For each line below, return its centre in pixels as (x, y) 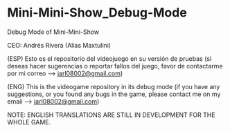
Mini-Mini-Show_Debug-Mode (97, 13)
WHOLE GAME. (29, 122)
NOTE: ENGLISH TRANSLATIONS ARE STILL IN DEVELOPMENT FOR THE (112, 115)
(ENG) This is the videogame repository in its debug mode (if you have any (114, 86)
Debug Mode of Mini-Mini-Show (53, 32)
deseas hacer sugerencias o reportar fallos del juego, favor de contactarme (115, 66)
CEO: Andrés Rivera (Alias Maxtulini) (59, 45)
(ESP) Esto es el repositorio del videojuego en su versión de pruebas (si (109, 58)
